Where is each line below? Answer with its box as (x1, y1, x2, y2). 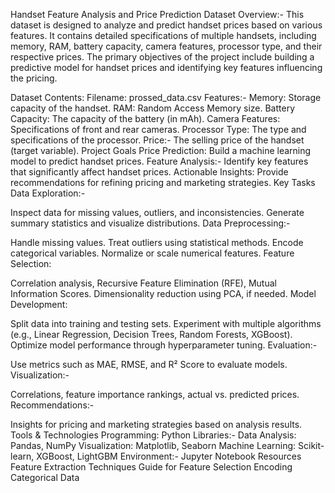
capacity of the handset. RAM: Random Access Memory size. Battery (10, 102, 295, 114)
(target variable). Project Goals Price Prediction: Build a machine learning (10, 145, 312, 156)
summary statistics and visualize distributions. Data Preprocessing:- (10, 217, 291, 229)
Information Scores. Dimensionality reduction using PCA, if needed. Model (10, 288, 317, 299)
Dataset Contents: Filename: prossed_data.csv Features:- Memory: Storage (10, 92, 322, 103)
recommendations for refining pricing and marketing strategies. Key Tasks (10, 177, 316, 188)
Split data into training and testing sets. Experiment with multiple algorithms (10, 318, 322, 329)
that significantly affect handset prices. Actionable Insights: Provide (10, 166, 289, 178)
